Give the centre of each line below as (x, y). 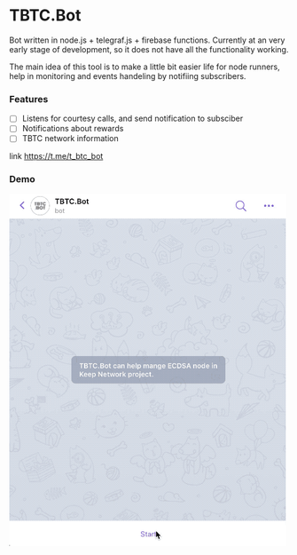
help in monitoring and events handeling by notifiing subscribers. (128, 75)
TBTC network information (70, 139)
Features (29, 99)
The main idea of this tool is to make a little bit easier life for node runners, (145, 67)
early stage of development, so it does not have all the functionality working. (149, 49)
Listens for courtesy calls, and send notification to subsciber (133, 119)
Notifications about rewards (73, 129)
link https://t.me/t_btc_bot (56, 156)
